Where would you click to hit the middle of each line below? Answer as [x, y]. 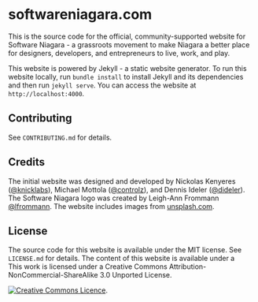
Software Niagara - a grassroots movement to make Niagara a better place [129, 44]
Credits [27, 162]
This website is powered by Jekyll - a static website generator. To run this [127, 68]
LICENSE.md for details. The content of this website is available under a [122, 259]
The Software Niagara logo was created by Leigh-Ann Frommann [114, 198]
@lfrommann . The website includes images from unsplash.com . [111, 206]
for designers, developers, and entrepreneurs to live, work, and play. [119, 53]
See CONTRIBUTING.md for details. [60, 137]
